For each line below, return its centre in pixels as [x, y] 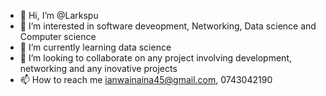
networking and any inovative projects [98, 68]
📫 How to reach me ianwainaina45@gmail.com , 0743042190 [146, 79]
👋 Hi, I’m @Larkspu [59, 15]
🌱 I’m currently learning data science [95, 47]
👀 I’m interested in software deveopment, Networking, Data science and [168, 26]
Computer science [58, 36]
